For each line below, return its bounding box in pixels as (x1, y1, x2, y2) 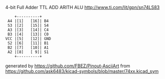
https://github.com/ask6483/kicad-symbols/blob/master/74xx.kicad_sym (5, 68, 159, 74)
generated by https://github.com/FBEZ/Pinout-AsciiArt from (5, 63, 131, 69)
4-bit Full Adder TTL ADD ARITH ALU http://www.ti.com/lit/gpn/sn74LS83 (5, 5, 160, 10)
